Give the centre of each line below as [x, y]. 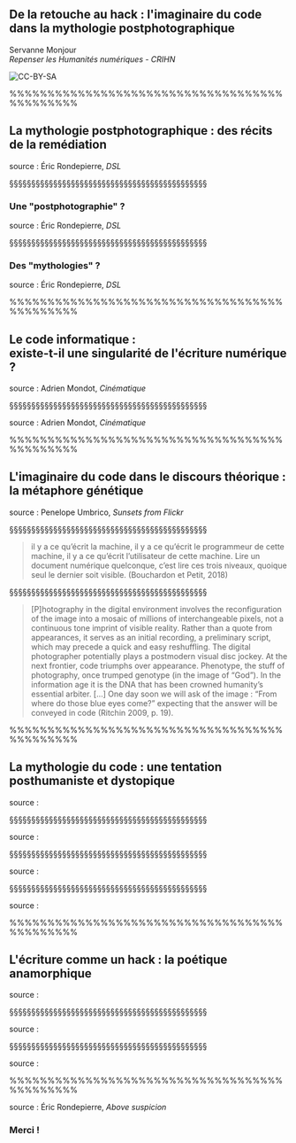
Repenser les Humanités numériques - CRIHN [92, 59]
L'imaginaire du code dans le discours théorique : [148, 477]
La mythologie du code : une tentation [116, 767]
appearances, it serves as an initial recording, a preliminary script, [151, 637]
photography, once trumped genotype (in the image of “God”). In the [156, 675]
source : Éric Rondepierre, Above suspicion [88, 1108]
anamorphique [51, 974]
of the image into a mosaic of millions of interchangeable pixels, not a [157, 618]
